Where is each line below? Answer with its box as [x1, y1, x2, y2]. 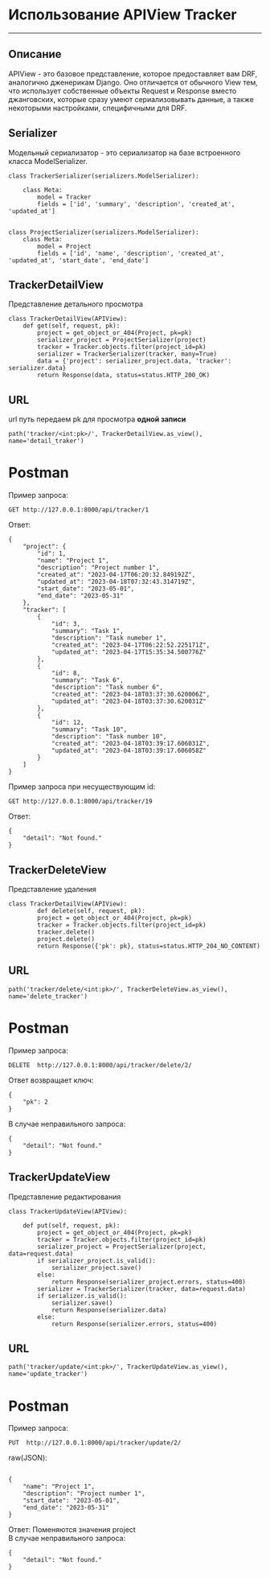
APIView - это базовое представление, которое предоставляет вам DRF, [8, 68, 258, 78]
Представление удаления [8, 884, 96, 894]
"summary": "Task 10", [51, 725, 128, 734]
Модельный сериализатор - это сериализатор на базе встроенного [8, 147, 241, 158]
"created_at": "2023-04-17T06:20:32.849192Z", [37, 571, 196, 579]
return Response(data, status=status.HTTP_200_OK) [37, 372, 211, 380]
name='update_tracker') [8, 1370, 88, 1379]
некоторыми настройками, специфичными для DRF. [8, 103, 187, 113]
